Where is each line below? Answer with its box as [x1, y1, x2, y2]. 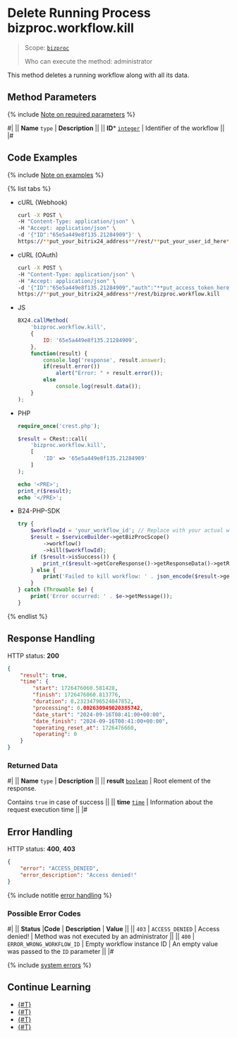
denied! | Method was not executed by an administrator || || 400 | [7, 932, 195, 940]
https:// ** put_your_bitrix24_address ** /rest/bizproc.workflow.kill [17, 291, 221, 298]
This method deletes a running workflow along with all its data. [7, 71, 190, 79]
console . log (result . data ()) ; [55, 383, 142, 390]
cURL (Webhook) [17, 198, 68, 206]
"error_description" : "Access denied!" [20, 871, 138, 878]
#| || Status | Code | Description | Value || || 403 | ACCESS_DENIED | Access [7, 924, 220, 933]
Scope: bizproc [24, 43, 70, 52]
